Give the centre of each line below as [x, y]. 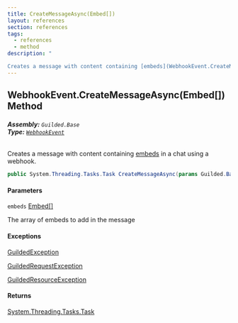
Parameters [25, 190]
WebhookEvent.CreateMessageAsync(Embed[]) [116, 95]
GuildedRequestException [45, 265]
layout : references [36, 21]
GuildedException [33, 252]
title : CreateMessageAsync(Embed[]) [61, 14]
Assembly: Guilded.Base [44, 124]
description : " [30, 54]
